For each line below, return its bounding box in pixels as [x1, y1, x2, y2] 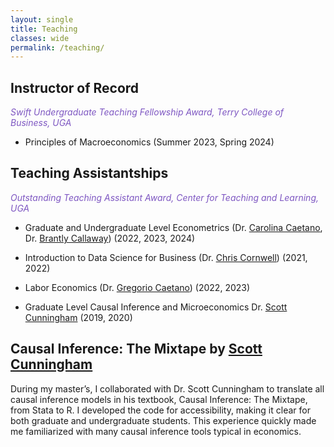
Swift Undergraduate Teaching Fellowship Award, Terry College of [10, 106, 285, 118]
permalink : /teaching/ [10, 42, 105, 53]
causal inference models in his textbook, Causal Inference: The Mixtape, [10, 393, 308, 405]
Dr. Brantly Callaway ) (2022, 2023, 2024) [24, 232, 196, 244]
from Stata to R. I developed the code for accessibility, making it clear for [10, 404, 311, 416]
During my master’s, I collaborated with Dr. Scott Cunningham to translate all [10, 382, 325, 395]
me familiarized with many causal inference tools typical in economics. [10, 425, 302, 437]
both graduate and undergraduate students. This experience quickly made [10, 414, 317, 426]
